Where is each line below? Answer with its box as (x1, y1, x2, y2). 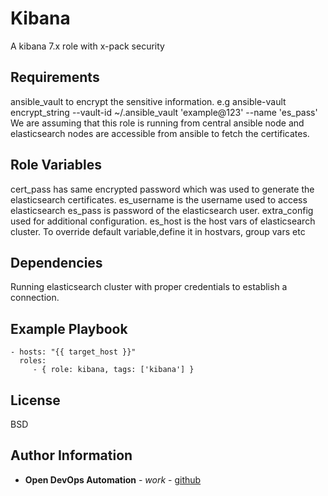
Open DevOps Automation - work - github (24, 473, 202, 486)
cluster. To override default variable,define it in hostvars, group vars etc (10, 225, 306, 237)
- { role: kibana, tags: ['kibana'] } (32, 365, 195, 375)
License (10, 392, 61, 409)
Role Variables (10, 157, 102, 174)
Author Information (10, 447, 133, 464)
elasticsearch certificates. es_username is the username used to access (10, 193, 308, 206)
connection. (10, 292, 60, 304)
